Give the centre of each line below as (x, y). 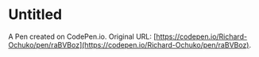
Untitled (35, 15)
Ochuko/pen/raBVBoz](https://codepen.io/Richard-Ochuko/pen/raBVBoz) (129, 44)
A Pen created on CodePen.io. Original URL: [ (82, 36)
